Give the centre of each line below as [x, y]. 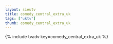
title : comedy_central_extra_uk [38, 14]
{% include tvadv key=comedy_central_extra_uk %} [57, 37]
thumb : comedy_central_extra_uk [38, 23]
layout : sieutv [20, 9]
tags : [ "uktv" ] [20, 18]
